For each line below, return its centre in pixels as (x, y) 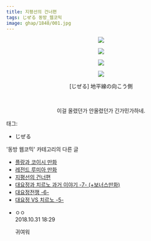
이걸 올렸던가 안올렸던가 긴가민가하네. (101, 111)
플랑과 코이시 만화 (36, 162)
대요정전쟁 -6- (32, 192)
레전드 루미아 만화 (36, 170)
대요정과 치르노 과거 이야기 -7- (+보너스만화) (67, 185)
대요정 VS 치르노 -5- (39, 200)
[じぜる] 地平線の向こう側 (101, 86)
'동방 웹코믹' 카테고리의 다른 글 (42, 149)
